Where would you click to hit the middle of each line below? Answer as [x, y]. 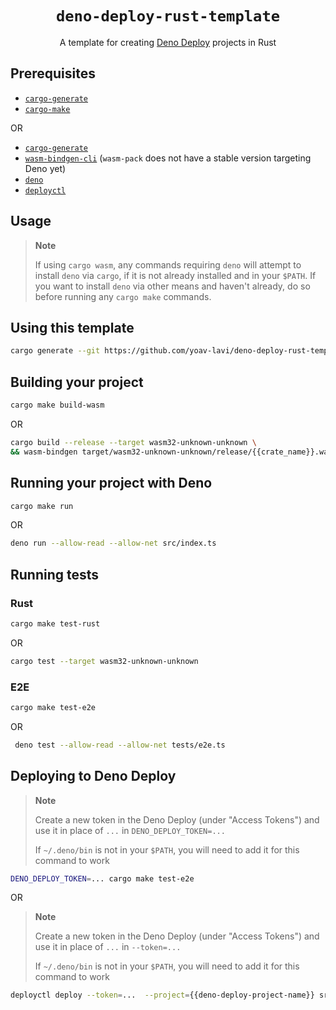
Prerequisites [53, 73]
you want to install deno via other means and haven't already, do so [172, 286]
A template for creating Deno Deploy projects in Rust [168, 42]
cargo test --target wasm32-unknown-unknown [104, 661]
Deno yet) [45, 168]
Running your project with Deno [111, 483]
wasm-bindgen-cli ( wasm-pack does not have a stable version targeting [168, 158]
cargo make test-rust [55, 623]
